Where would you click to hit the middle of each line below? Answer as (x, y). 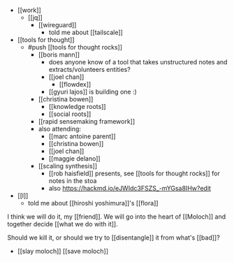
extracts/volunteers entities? (89, 70)
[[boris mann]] (59, 54)
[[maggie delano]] (74, 159)
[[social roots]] (70, 114)
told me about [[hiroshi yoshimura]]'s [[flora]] (93, 203)
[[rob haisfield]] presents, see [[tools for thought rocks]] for (134, 173)
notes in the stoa (73, 181)
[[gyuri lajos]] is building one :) (93, 92)
